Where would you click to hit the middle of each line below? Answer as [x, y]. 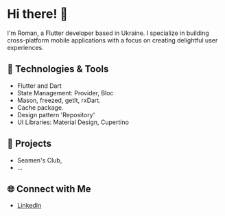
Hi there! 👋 [38, 14]
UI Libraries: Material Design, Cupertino [73, 122]
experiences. [26, 47]
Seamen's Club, [39, 160]
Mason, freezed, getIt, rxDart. [59, 100]
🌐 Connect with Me [49, 189]
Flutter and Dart [39, 86]
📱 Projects [29, 144]
